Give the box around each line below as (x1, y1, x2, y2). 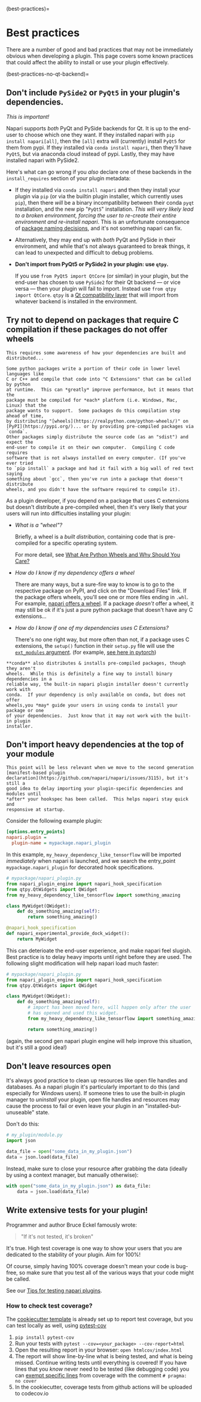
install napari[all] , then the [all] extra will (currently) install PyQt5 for (6, 137, 185, 145)
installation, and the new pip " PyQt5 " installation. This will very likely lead (14, 205, 194, 213)
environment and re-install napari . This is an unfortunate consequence (14, 218, 190, 225)
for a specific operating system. (39, 539, 118, 546)
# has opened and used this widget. (28, 1010, 119, 1016)
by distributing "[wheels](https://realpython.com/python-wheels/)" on (6, 418, 188, 424)
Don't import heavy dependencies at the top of (6, 739, 184, 749)
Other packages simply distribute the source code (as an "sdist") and (6, 434, 188, 440)
